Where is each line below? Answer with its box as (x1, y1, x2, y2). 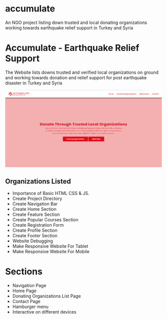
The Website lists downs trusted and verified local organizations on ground (5, 69, 159, 75)
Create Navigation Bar (12, 200, 58, 207)
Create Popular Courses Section (12, 216, 79, 222)
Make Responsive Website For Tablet (12, 243, 88, 249)
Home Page (12, 288, 37, 294)
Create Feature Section (12, 211, 60, 217)
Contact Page (12, 298, 41, 304)
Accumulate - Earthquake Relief (5, 42, 140, 54)
